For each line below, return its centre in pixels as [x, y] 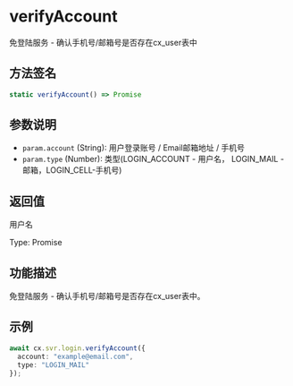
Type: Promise [36, 243]
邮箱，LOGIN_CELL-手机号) [72, 170]
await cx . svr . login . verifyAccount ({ [77, 348]
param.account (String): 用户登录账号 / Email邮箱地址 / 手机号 [134, 148]
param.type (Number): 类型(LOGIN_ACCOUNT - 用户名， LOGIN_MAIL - [153, 159]
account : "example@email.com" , [75, 356]
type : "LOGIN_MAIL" [54, 365]
